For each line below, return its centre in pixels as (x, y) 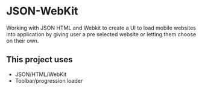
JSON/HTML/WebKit (41, 74)
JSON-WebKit (42, 11)
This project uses (39, 59)
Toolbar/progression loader (49, 80)
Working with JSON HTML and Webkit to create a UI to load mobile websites (101, 28)
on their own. (23, 40)
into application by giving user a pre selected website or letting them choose (101, 34)
